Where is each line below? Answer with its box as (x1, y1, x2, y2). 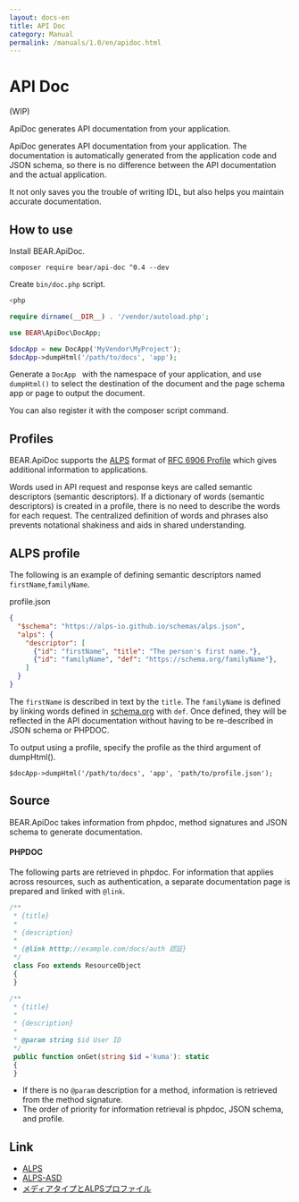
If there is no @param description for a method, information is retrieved (21, 1085, 278, 1096)
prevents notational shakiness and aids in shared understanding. (9, 520, 247, 530)
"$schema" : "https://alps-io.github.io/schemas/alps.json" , (17, 622, 245, 631)
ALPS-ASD (21, 1172, 62, 1183)
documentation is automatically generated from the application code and (9, 150, 277, 161)
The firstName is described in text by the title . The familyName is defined (9, 696, 281, 707)
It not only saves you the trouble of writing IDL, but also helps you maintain (9, 187, 284, 198)
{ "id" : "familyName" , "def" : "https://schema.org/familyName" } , (32, 655, 278, 664)
